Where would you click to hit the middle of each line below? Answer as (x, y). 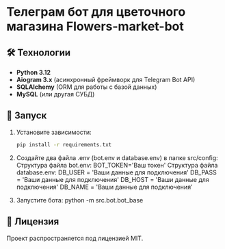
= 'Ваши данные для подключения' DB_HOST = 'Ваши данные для (112, 179)
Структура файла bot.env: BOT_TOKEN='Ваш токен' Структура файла (117, 165)
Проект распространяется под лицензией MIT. (75, 238)
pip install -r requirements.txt (64, 144)
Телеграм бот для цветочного (96, 12)
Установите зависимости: (54, 132)
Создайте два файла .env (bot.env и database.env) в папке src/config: (117, 157)
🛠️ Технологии (39, 52)
